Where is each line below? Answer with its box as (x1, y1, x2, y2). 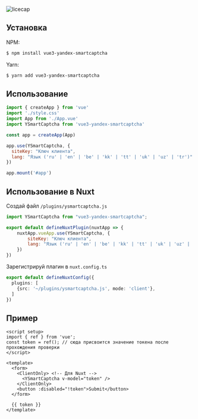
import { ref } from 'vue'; (6, 334, 76, 340)
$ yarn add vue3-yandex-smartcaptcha (6, 72, 100, 79)
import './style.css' (6, 110, 60, 116)
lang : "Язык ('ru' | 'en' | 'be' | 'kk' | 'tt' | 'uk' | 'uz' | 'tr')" (11, 154, 193, 160)
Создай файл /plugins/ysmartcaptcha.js (6, 202, 108, 209)
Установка (6, 23, 48, 33)
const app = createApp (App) (6, 132, 76, 138)
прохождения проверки (6, 345, 60, 351)
